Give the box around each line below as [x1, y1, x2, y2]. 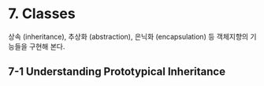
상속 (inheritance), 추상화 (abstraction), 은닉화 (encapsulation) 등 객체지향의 [8, 32, 249, 41]
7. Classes [8, 5, 76, 23]
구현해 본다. [28, 41, 65, 51]
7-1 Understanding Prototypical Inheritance [8, 65, 226, 79]
